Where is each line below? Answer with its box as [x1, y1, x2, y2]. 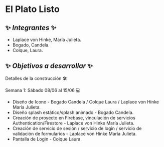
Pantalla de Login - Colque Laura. [12, 136, 82, 142]
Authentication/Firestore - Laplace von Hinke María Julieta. [12, 120, 134, 126]
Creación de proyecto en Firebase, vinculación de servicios [12, 114, 135, 120]
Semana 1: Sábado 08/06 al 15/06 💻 [5, 87, 81, 93]
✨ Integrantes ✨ [5, 23, 57, 32]
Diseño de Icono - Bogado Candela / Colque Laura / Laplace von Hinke [12, 98, 159, 104]
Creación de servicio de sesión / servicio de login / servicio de [12, 125, 142, 131]
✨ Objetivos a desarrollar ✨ [5, 61, 93, 70]
